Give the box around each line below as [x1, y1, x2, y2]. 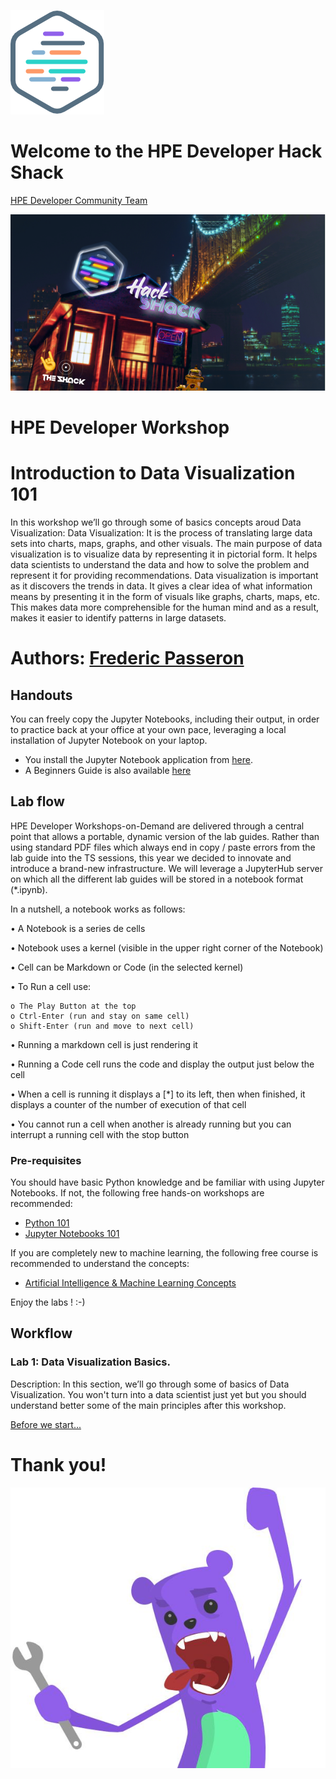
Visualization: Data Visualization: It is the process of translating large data [10, 526, 313, 539]
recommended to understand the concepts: [10, 1258, 190, 1270]
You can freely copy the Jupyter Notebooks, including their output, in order [10, 713, 320, 725]
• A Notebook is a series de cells [10, 922, 146, 934]
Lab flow [10, 793, 65, 810]
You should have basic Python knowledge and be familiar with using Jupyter [10, 1176, 325, 1189]
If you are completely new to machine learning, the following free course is [10, 1247, 319, 1259]
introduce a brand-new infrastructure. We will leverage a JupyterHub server [10, 862, 323, 874]
